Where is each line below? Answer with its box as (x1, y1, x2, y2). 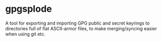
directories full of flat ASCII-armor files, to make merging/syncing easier (5, 25, 157, 31)
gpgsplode (5, 3, 52, 15)
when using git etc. (5, 31, 46, 37)
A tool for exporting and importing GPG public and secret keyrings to (5, 20, 150, 26)
